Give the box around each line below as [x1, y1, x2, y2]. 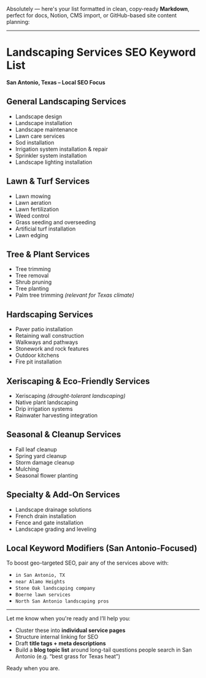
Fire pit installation [15, 358, 62, 365]
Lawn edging [15, 231, 48, 238]
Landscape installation [15, 119, 72, 126]
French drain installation [15, 512, 77, 520]
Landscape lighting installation [15, 158, 93, 166]
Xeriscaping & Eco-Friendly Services [6, 376, 150, 386]
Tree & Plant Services [6, 249, 90, 259]
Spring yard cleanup [15, 452, 67, 459]
